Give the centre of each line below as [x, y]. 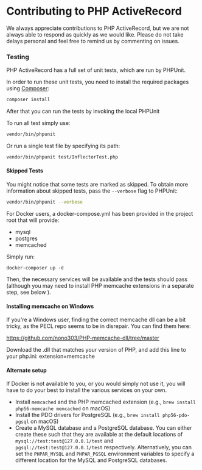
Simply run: [21, 257]
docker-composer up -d [35, 268]
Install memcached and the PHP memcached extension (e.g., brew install [105, 402]
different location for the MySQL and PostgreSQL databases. [91, 460]
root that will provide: [33, 220]
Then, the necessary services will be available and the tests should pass [97, 279]
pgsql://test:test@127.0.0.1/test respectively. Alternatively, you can [103, 447]
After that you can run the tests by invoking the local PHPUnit [83, 112]
